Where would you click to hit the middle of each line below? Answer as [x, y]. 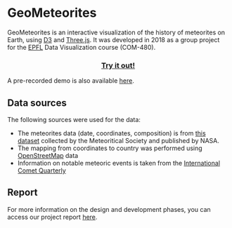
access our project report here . [52, 217]
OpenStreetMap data [48, 156]
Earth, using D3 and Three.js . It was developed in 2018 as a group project [114, 39]
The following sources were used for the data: [74, 120]
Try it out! [118, 65]
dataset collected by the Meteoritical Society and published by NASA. [118, 141]
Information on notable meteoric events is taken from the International [118, 163]
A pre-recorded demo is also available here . [71, 81]
